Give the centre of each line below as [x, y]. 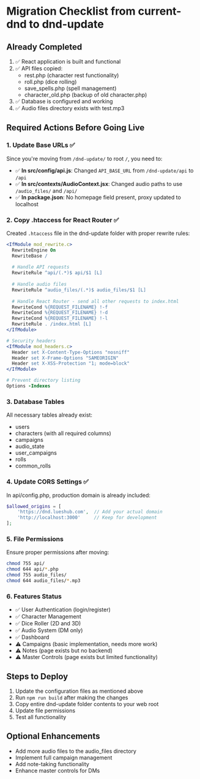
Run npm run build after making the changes [72, 697]
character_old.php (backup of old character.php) [86, 95]
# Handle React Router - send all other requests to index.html [95, 301]
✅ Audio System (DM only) [49, 630]
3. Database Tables [35, 401]
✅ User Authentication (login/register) [63, 609]
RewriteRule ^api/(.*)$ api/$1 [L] [57, 273]
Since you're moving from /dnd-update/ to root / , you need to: [84, 158]
